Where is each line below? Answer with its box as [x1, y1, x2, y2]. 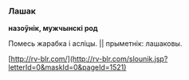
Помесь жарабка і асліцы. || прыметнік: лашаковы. [8, 39, 183, 48]
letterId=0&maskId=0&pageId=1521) [8, 63, 127, 72]
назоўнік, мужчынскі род [8, 24, 98, 33]
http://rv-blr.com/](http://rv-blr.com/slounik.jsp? [10, 54, 168, 64]
